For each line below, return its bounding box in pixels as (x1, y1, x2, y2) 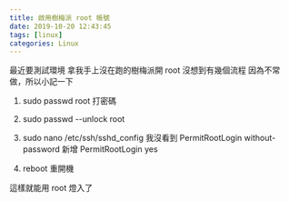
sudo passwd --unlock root (22, 114, 125, 125)
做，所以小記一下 (9, 76, 74, 87)
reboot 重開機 (22, 163, 75, 174)
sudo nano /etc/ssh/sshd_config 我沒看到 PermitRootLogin (22, 133, 243, 144)
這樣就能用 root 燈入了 (9, 183, 94, 194)
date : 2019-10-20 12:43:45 (9, 22, 112, 31)
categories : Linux (9, 38, 79, 48)
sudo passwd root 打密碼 (22, 96, 116, 106)
